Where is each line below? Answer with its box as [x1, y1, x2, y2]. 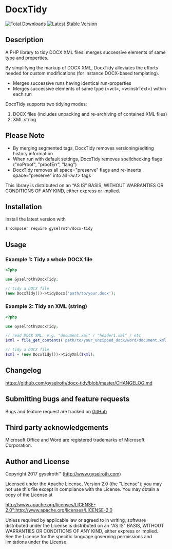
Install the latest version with [5, 216, 66, 222]
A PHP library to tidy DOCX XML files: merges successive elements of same [5, 49, 166, 55]
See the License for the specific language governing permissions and [5, 534, 152, 540]
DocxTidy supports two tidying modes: [5, 101, 87, 107]
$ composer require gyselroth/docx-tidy [5, 226, 93, 231]
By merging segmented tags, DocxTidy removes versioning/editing [12, 145, 154, 151]
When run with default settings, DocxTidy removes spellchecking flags [12, 156, 163, 162]
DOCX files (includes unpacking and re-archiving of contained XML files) [12, 111, 167, 117]
